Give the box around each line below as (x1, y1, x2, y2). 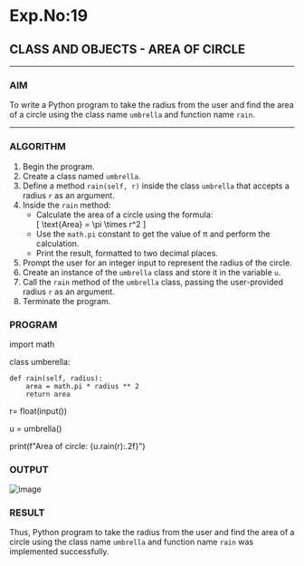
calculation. (35, 237, 80, 249)
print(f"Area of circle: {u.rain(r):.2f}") (9, 440, 147, 451)
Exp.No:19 (9, 5, 89, 26)
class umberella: (9, 356, 71, 367)
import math (9, 339, 55, 350)
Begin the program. (22, 160, 95, 172)
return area (25, 389, 71, 398)
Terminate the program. (22, 295, 111, 306)
